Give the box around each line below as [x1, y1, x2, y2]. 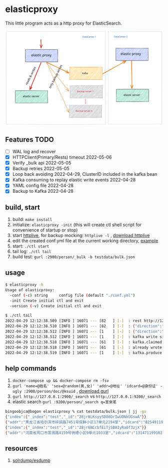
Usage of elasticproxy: [5, 287, 55, 292]
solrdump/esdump [12, 457, 50, 463]
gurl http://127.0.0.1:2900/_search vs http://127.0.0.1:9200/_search [12, 393, 161, 400]
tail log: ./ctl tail [12, 249, 51, 255]
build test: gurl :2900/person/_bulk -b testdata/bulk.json [12, 254, 135, 260]
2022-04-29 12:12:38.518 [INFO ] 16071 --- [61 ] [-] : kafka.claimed [5, 339, 162, 344]
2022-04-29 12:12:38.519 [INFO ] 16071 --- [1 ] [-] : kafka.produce [5, 350, 162, 355]
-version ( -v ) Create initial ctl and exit [9, 303, 101, 308]
